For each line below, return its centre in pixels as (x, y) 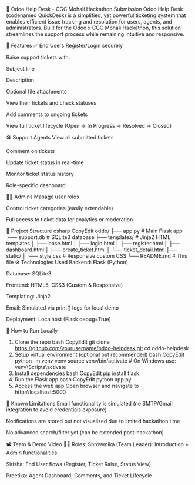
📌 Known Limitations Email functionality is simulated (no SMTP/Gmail (90, 403)
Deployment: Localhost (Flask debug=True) (59, 319)
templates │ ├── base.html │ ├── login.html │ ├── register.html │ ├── (93, 243)
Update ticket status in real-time (45, 162)
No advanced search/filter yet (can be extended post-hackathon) (85, 432)
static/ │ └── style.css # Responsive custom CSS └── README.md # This (97, 256)
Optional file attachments (36, 92)
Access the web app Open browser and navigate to (77, 386)
